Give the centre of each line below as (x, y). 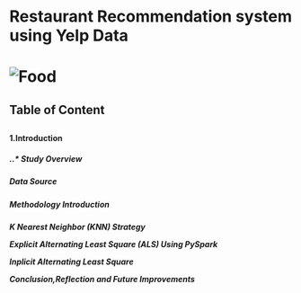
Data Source (33, 182)
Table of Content (57, 110)
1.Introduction (36, 138)
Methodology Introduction (59, 204)
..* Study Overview (46, 158)
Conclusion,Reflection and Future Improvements (102, 279)
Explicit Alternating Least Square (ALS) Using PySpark (114, 244)
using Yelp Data (69, 36)
